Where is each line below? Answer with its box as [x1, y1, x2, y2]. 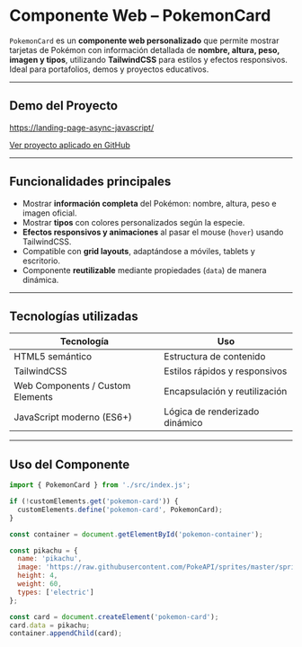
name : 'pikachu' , [17, 554, 83, 563]
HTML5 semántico [13, 350, 93, 363]
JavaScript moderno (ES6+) [13, 411, 133, 423]
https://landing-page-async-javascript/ [9, 122, 155, 133]
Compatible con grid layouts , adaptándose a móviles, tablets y [22, 245, 256, 256]
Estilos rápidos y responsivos [164, 365, 288, 377]
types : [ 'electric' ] [17, 588, 94, 597]
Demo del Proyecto [9, 98, 119, 113]
